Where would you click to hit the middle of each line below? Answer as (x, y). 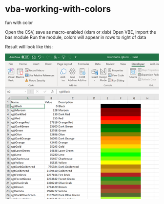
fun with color (19, 23)
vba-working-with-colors (58, 9)
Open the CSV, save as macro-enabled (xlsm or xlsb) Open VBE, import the (81, 32)
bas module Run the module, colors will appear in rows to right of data (76, 37)
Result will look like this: (29, 46)
